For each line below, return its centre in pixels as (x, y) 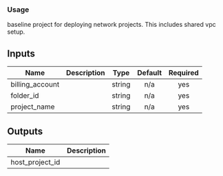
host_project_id (35, 162)
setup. (16, 32)
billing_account (35, 85)
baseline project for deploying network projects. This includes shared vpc (111, 25)
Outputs (25, 131)
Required (184, 73)
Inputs (21, 53)
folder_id (25, 96)
